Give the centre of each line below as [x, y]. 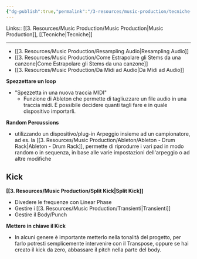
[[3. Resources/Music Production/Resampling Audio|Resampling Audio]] [102, 51]
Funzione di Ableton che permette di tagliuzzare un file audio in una [105, 99]
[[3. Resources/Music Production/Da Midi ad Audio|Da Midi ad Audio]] [99, 70]
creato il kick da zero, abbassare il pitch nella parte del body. [88, 250]
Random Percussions [33, 122]
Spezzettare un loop [31, 81]
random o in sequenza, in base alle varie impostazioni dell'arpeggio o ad [102, 152]
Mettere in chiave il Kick [36, 226]
